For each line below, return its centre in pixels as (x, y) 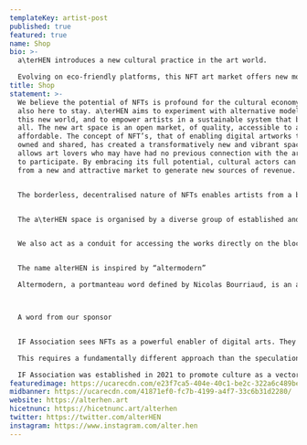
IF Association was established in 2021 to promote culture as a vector (159, 375)
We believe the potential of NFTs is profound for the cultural (143, 102)
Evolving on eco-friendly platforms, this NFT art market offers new (153, 77)
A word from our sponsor (65, 317)
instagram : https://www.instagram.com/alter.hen (104, 426)
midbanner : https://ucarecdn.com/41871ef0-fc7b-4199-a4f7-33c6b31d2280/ (151, 392)
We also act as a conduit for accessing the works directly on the (149, 244)
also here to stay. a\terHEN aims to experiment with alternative (147, 111)
